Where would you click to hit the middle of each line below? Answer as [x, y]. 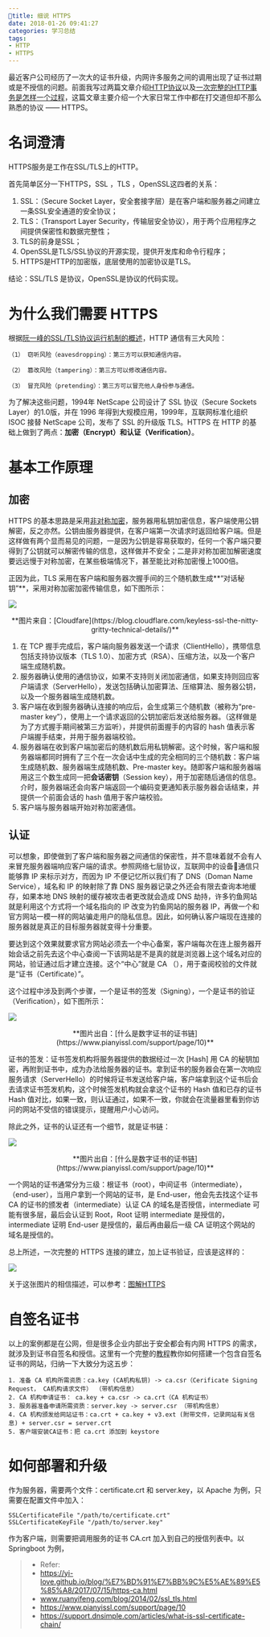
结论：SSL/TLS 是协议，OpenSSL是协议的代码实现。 [96, 278]
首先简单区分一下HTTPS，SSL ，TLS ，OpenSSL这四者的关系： [114, 184]
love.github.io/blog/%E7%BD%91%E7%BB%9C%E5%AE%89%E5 [150, 1581]
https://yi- [57, 1573]
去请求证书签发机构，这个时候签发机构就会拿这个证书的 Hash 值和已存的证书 [135, 1089]
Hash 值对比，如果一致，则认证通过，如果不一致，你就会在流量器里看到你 [131, 1099]
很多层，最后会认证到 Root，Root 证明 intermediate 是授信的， [125, 1214]
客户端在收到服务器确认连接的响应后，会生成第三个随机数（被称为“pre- [138, 707]
